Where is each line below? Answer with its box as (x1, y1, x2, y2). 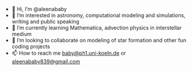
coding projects (11, 43, 50, 50)
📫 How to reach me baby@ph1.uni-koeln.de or (11, 50, 126, 56)
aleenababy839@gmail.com (11, 58, 80, 65)
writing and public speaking (11, 18, 80, 25)
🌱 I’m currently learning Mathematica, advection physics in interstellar (11, 24, 182, 31)
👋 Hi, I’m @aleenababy (11, 6, 67, 12)
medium (11, 31, 32, 38)
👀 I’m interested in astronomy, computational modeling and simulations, (11, 12, 186, 19)
